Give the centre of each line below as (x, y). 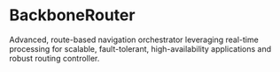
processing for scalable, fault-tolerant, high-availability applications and (140, 48)
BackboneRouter (72, 15)
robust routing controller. (54, 58)
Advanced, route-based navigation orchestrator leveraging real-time (134, 40)
